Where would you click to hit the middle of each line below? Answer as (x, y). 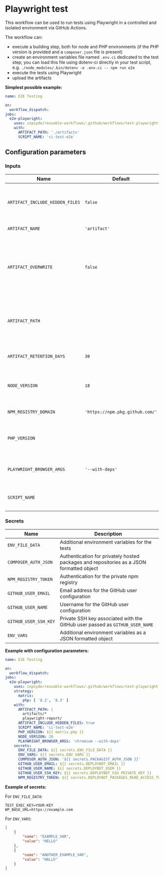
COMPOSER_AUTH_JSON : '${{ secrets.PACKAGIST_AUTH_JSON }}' (79, 759)
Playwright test (37, 9)
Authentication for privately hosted (100, 556)
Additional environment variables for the (106, 542)
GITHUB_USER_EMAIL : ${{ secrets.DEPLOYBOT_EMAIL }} (72, 764)
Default (121, 178)
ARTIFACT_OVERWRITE (30, 267)
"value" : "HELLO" (40, 841)
